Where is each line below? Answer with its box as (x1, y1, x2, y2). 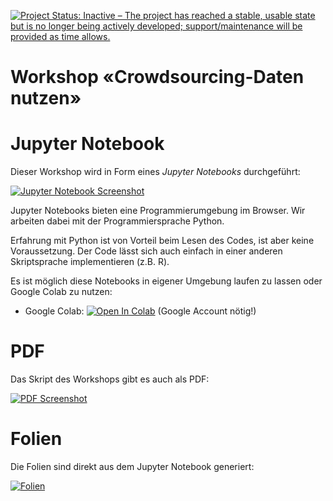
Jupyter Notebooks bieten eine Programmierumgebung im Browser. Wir (10, 205, 306, 217)
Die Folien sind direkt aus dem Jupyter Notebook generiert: (10, 461, 255, 472)
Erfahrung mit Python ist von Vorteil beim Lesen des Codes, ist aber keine (10, 235, 315, 247)
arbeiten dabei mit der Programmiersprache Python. (10, 215, 225, 227)
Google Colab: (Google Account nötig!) (24, 305, 257, 317)
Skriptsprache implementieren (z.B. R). (10, 256, 170, 268)
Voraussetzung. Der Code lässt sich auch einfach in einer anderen (10, 245, 283, 257)
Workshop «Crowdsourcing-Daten (10, 66, 305, 89)
